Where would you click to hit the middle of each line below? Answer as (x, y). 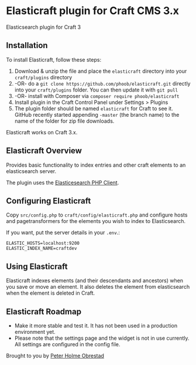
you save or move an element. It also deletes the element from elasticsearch (98, 287)
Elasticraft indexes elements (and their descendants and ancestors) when (94, 280)
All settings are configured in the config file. (67, 344)
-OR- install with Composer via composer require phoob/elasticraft (97, 96)
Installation (27, 45)
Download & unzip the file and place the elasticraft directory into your (101, 71)
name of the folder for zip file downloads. (64, 121)
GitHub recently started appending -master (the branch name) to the (97, 114)
